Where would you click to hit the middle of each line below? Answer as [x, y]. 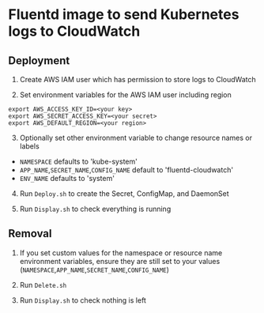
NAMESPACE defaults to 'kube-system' [79, 161]
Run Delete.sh [43, 285]
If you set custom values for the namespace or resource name [121, 253]
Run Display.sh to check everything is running [95, 209]
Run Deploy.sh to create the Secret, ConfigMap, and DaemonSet [124, 194]
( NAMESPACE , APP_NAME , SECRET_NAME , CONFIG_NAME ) [94, 270]
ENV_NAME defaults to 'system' [67, 178]
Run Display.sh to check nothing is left [83, 300]
